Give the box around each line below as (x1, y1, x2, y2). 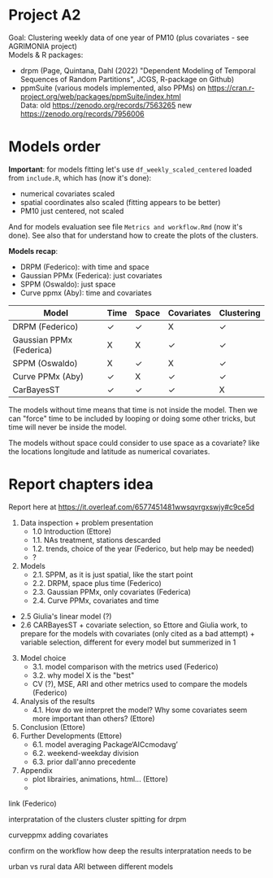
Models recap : (8, 246, 58, 256)
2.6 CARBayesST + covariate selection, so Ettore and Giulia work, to (19, 620, 248, 630)
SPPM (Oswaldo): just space (19, 279, 116, 289)
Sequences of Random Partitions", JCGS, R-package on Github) (19, 74, 235, 84)
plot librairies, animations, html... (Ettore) (32, 774, 169, 784)
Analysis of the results (19, 696, 95, 705)
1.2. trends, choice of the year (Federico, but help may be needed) (32, 544, 254, 553)
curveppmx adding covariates (8, 830, 109, 840)
